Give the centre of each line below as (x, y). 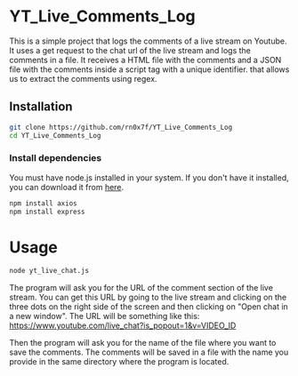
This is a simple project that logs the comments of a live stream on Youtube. (148, 41)
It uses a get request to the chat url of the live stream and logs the (130, 50)
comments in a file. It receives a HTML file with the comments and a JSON (145, 60)
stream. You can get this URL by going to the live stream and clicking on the (148, 297)
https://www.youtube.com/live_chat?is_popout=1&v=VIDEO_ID (123, 325)
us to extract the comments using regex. (83, 78)
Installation (41, 107)
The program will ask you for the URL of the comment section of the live (141, 288)
